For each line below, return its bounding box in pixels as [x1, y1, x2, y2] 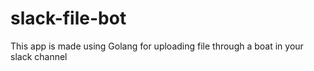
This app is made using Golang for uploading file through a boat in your [10, 40, 304, 52]
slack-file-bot [10, 7, 127, 30]
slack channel [10, 50, 68, 62]
